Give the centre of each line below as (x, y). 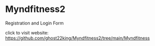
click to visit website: (27, 32)
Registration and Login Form (34, 23)
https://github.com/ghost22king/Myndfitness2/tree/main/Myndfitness (77, 38)
